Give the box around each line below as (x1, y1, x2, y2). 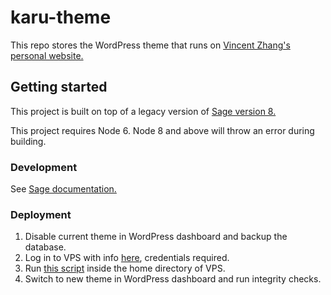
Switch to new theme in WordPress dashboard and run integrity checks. (24, 273, 322, 285)
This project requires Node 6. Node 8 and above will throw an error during (10, 124, 315, 136)
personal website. (10, 49, 84, 61)
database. (24, 241, 67, 253)
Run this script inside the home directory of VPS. (24, 262, 226, 275)
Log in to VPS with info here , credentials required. (24, 252, 230, 264)
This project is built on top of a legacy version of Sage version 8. (10, 105, 277, 117)
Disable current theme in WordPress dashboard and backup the (24, 231, 288, 243)
